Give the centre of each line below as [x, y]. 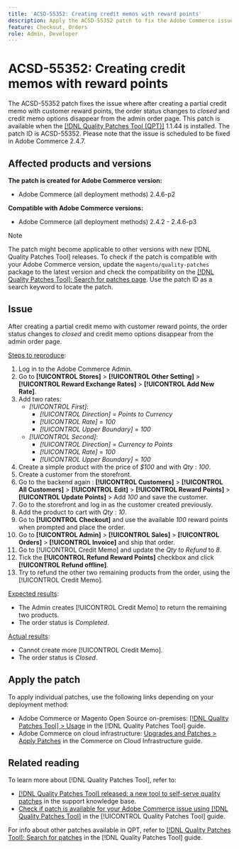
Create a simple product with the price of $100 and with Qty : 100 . [115, 467]
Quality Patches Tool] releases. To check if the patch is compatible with [112, 257]
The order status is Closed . [58, 657]
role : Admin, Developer [43, 34]
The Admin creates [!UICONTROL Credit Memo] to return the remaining [122, 607]
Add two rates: [40, 399]
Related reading [44, 763]
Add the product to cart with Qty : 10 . [72, 512]
